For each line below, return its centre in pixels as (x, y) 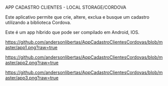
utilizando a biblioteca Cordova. (38, 23)
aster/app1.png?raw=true (31, 47)
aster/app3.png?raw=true (32, 78)
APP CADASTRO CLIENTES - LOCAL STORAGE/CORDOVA (66, 7)
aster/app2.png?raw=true (32, 62)
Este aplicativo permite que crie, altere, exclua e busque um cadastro (77, 17)
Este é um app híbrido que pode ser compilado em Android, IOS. (72, 32)
